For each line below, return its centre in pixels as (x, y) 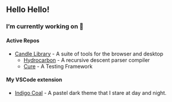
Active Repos (23, 40)
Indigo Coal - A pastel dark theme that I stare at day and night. (90, 93)
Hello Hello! (28, 10)
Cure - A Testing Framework (58, 66)
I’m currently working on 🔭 (45, 27)
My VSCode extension (34, 80)
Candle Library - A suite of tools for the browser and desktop (89, 54)
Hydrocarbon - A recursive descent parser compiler (87, 60)
